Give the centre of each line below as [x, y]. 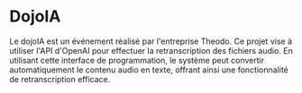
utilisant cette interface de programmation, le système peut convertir [137, 60]
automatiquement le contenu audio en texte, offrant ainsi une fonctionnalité [149, 70]
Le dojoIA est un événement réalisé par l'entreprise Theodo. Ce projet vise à [151, 41]
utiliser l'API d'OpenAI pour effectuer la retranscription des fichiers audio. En [151, 50]
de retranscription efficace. [60, 79]
